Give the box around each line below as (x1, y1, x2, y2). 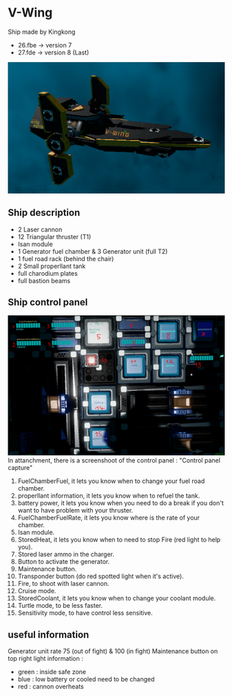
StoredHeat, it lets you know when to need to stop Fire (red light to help (17, 535, 221, 544)
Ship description (8, 207, 81, 218)
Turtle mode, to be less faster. (17, 602, 103, 610)
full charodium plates (17, 269, 78, 277)
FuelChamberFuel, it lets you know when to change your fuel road (17, 477, 205, 485)
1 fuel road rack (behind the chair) (17, 254, 114, 263)
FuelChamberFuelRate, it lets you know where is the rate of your (17, 513, 200, 522)
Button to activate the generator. (17, 557, 110, 566)
